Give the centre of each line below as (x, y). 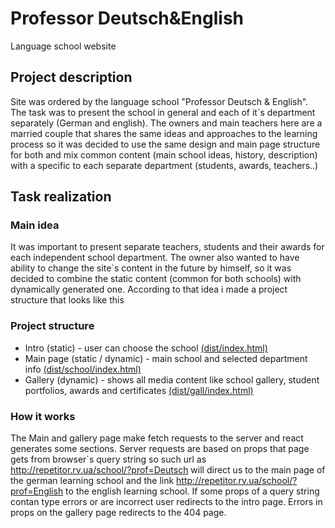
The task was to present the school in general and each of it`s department (163, 112)
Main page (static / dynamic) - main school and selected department (166, 358)
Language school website (63, 46)
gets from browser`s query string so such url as (108, 459)
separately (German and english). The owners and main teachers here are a (166, 123)
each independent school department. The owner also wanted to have (155, 258)
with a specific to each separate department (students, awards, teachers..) (164, 165)
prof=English (37, 491)
